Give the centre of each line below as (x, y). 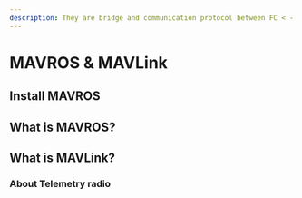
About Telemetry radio (60, 183)
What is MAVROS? (63, 127)
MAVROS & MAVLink (88, 62)
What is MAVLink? (62, 158)
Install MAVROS (55, 96)
